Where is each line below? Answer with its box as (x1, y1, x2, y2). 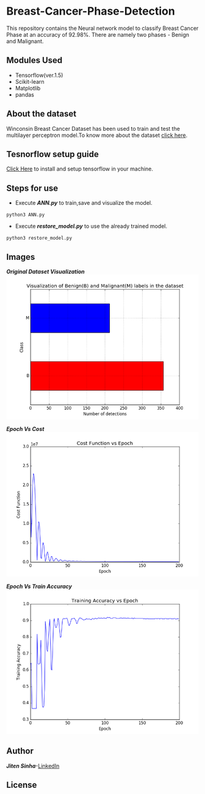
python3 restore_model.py (6, 235, 72, 241)
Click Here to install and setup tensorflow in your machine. (6, 165, 154, 172)
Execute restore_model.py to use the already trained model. (15, 222, 168, 230)
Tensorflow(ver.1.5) (15, 72, 63, 79)
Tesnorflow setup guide (6, 149, 99, 160)
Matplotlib (15, 84, 41, 92)
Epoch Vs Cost (6, 425, 45, 432)
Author (6, 746, 34, 756)
